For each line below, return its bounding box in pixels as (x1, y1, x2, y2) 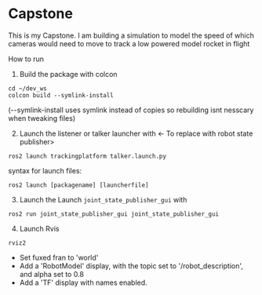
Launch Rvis (19, 224, 60, 233)
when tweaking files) (8, 113, 76, 122)
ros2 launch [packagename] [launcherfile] (8, 181, 149, 189)
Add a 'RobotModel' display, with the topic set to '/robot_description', (19, 260, 243, 271)
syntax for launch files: (8, 166, 82, 175)
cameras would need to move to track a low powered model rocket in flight (8, 38, 250, 48)
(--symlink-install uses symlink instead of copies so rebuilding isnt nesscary (8, 105, 254, 115)
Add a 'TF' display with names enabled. (19, 278, 147, 287)
